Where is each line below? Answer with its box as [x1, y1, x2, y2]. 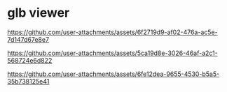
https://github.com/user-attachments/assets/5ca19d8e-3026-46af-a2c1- [7, 49, 219, 57]
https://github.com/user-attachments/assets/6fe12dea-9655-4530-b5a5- [7, 70, 220, 78]
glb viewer [7, 5, 70, 21]
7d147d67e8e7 [7, 35, 50, 43]
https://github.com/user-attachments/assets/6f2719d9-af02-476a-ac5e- [7, 28, 219, 36]
